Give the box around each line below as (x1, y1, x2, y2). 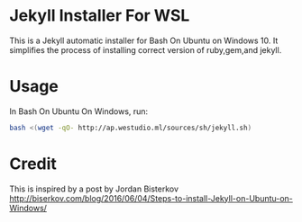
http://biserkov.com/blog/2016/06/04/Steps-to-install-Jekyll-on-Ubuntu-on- (9, 192, 293, 203)
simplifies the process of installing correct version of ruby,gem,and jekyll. (9, 44, 282, 55)
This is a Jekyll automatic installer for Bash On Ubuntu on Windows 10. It (9, 35, 279, 46)
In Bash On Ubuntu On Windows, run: (9, 105, 149, 117)
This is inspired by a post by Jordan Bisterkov (9, 183, 178, 194)
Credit (9, 154, 57, 173)
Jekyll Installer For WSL (9, 5, 190, 26)
